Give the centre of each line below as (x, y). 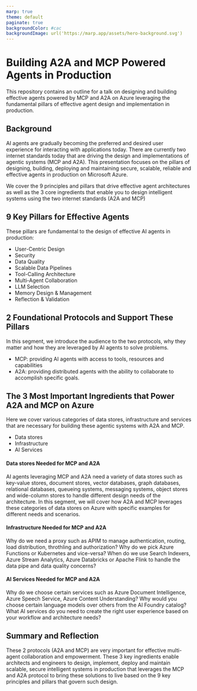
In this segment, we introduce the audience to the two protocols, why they (96, 341)
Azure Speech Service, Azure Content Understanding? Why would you (92, 598)
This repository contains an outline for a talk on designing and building (91, 91)
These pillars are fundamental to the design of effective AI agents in (88, 231)
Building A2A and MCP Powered (86, 63)
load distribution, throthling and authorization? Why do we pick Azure (90, 547)
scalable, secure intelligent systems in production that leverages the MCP (95, 669)
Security (25, 255)
